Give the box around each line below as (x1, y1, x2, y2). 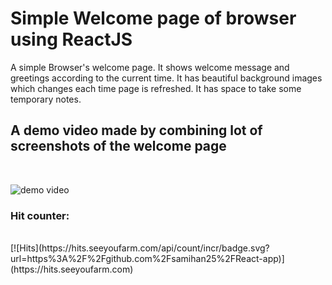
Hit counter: (10, 208, 70, 222)
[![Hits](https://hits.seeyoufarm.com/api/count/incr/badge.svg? (10, 242, 270, 254)
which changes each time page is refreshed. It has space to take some (10, 82, 302, 94)
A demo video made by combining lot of (10, 122, 263, 139)
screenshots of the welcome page (10, 138, 227, 155)
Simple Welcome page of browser (10, 7, 297, 30)
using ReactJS (10, 28, 133, 51)
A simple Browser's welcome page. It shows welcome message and (10, 61, 290, 73)
